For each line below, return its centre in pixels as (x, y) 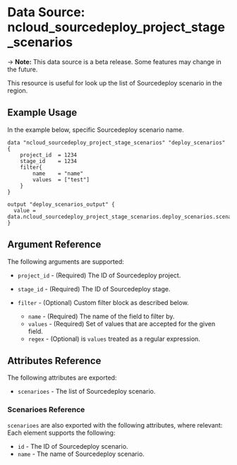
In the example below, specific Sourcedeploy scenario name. (96, 129)
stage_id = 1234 (49, 161)
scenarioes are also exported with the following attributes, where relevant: (115, 425)
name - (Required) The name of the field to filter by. (101, 316)
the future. (23, 69)
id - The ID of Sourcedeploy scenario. (73, 446)
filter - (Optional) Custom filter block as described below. (103, 302)
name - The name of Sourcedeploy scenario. (81, 454)
